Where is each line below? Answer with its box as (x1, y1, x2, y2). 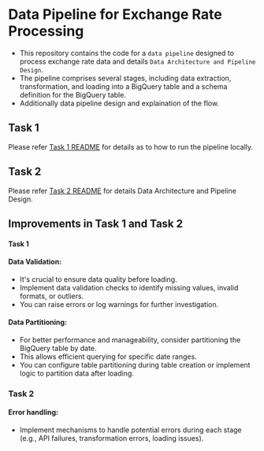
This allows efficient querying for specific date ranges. (19, 352, 197, 361)
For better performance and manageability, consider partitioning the (19, 335, 241, 344)
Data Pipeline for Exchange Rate (8, 6, 222, 24)
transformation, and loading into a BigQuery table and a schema (19, 81, 228, 91)
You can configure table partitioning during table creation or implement (19, 360, 251, 369)
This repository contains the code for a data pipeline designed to (19, 48, 235, 57)
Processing (8, 22, 84, 40)
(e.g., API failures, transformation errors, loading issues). (19, 434, 204, 443)
